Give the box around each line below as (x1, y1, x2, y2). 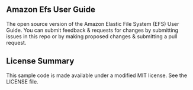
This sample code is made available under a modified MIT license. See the (6, 72, 188, 79)
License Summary (6, 56, 75, 66)
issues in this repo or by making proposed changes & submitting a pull (6, 32, 178, 40)
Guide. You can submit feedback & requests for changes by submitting (6, 26, 179, 34)
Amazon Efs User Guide (6, 5, 96, 15)
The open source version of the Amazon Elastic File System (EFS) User (6, 20, 179, 27)
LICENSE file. (6, 78, 38, 85)
